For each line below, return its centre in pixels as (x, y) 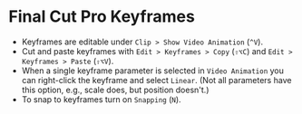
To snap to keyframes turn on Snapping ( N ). (102, 99)
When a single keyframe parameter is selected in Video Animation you (153, 71)
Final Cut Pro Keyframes (102, 17)
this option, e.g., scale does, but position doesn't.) (115, 90)
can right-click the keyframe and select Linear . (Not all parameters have (156, 80)
